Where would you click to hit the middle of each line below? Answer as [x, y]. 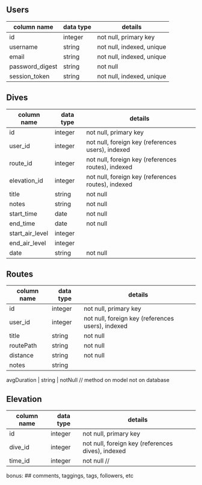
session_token [29, 76]
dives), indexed [104, 451]
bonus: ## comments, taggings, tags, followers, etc [70, 476]
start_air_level [29, 233]
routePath [23, 346]
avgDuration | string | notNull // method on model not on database [88, 380]
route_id [21, 163]
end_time [22, 224]
